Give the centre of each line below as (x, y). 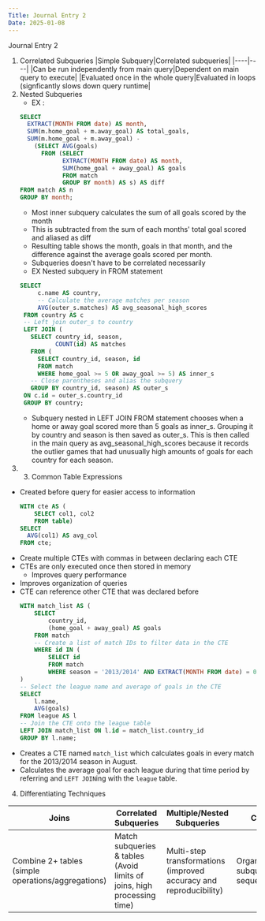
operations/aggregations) (60, 880)
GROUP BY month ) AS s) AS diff (114, 183)
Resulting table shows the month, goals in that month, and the (132, 246)
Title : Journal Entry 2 (47, 15)
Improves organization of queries (73, 584)
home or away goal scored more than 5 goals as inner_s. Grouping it (142, 426)
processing (135, 895)
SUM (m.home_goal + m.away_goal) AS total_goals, (108, 132)
